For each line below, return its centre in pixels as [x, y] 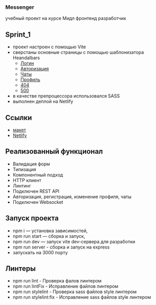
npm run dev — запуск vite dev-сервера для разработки [74, 241]
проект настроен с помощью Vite [49, 47]
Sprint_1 [18, 34]
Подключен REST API [36, 191]
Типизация [25, 169]
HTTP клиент [27, 180]
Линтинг [22, 185]
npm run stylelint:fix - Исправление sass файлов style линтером [82, 297]
